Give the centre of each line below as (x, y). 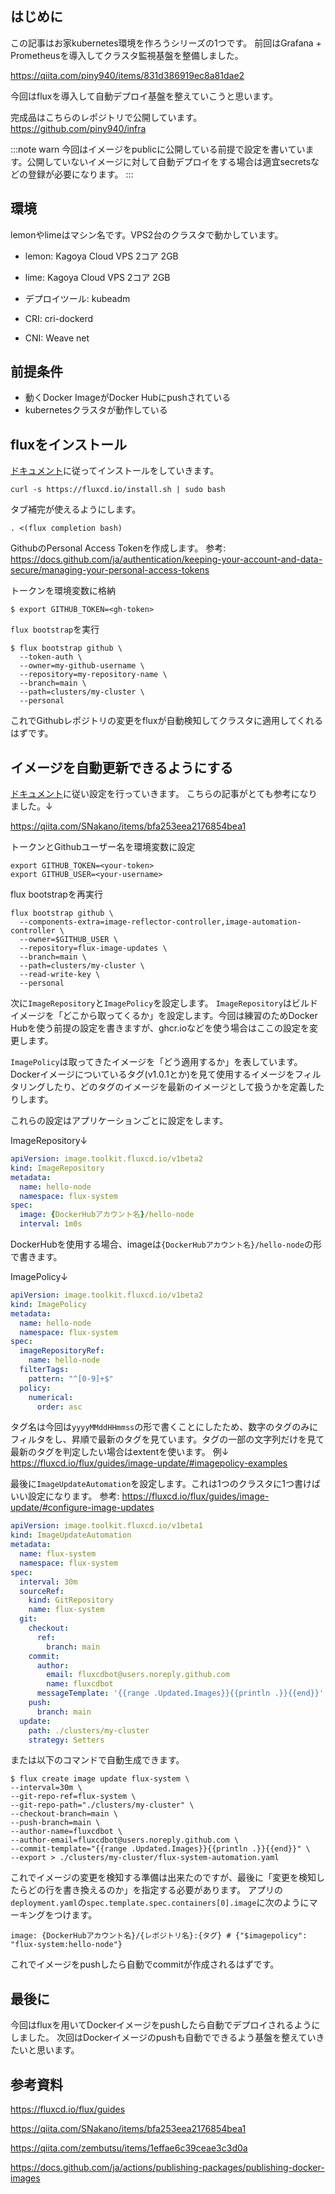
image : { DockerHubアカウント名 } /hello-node (107, 1215)
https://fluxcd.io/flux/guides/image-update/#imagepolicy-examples (149, 1463)
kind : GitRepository (71, 1600)
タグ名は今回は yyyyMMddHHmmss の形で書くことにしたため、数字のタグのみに (164, 1427)
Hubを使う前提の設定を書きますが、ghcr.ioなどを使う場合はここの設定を (160, 1028)
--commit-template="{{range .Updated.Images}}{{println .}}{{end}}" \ (160, 1849)
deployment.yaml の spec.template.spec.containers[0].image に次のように (160, 1903)
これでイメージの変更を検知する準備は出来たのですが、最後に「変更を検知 (163, 1878)
